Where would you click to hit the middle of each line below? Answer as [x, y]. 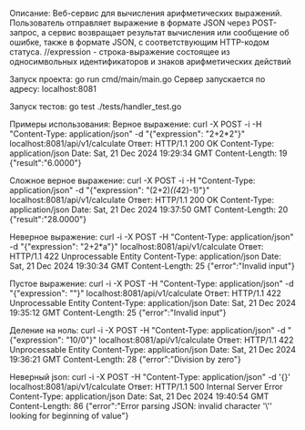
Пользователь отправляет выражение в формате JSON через [130, 23]
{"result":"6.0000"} [46, 163]
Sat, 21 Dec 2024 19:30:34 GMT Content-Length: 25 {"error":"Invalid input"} [152, 266]
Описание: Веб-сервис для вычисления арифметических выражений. [146, 13]
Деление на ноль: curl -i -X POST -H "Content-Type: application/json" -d [147, 330]
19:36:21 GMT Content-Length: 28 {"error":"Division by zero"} [125, 359]
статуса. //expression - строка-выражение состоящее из [120, 52]
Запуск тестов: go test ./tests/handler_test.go [96, 107]
